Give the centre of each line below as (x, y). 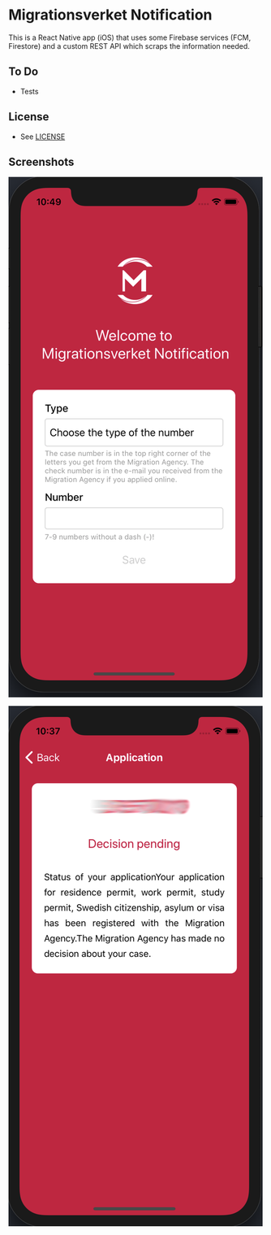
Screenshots (41, 161)
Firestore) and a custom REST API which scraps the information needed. (129, 46)
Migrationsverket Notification (110, 15)
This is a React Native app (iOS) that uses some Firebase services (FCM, (130, 37)
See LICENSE (43, 137)
